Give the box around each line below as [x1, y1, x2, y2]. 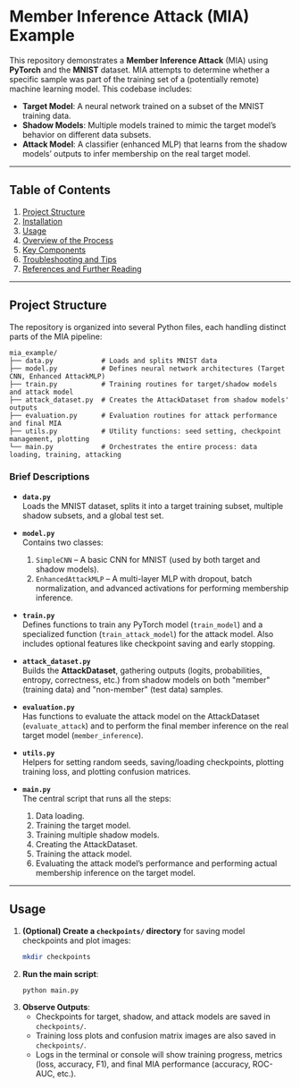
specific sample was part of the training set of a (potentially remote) [9, 73, 260, 84]
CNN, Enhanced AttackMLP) [9, 371, 105, 381]
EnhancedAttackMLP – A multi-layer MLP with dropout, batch [35, 573, 253, 583]
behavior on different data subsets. [21, 129, 152, 140]
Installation [21, 216, 63, 226]
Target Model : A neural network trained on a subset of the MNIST [21, 100, 265, 111]
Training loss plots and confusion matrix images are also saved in [35, 1031, 277, 1041]
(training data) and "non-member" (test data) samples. [21, 684, 223, 694]
